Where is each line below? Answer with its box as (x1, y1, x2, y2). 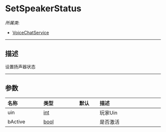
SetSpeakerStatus (5, 3, 82, 14)
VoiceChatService (12, 29, 49, 35)
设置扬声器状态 (5, 63, 36, 69)
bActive (7, 118, 26, 125)
